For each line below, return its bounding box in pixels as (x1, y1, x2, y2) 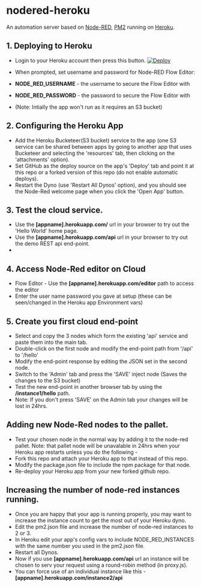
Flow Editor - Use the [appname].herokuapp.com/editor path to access (14, 280, 194, 287)
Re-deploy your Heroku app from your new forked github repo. (14, 468, 170, 475)
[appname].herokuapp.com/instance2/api (14, 574, 123, 581)
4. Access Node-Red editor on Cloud (6, 263, 146, 274)
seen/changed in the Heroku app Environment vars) (14, 299, 143, 306)
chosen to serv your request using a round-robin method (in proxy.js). (14, 561, 188, 568)
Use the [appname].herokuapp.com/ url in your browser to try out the (14, 221, 190, 228)
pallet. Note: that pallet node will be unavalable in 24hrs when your (14, 442, 180, 449)
